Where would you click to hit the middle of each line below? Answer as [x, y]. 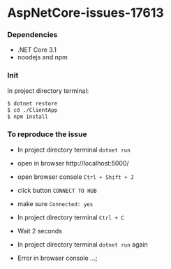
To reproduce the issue [47, 134]
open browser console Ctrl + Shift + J [75, 177]
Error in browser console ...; [57, 258]
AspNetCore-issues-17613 [85, 13]
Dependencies [32, 35]
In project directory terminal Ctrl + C [70, 217]
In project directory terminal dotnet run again [82, 244]
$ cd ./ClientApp [32, 110]
